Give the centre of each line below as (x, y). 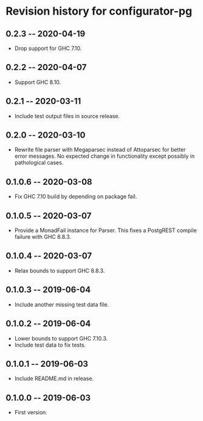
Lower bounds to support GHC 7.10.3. (61, 338)
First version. (31, 412)
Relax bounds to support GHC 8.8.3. (60, 271)
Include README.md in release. (54, 378)
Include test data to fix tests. (50, 345)
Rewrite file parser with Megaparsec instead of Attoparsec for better (100, 150)
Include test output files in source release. (67, 116)
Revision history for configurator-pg (99, 11)
